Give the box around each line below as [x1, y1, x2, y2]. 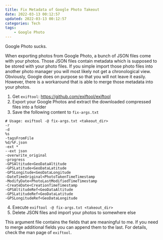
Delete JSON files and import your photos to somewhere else [12, 210, 136, 216]
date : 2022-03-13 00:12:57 [5, 12, 60, 17]
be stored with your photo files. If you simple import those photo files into [5, 63, 153, 69]
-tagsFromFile [5, 136, 34, 141]
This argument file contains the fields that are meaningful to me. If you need [5, 219, 158, 225]
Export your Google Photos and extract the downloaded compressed [12, 99, 151, 104]
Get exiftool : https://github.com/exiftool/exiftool [12, 94, 111, 99]
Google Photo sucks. [5, 44, 47, 49]
